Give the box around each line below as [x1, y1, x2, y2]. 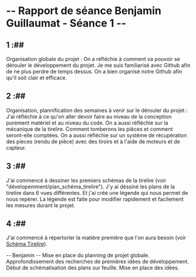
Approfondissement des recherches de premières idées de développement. [6, 258, 189, 265]
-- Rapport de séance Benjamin [6, 4, 161, 18]
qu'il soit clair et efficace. [6, 75, 67, 81]
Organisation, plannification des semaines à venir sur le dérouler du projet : [6, 107, 188, 114]
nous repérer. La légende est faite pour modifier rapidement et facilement [6, 195, 184, 202]
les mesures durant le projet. [6, 201, 75, 209]
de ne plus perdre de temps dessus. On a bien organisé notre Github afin [6, 68, 183, 75]
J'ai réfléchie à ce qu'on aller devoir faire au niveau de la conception [6, 113, 172, 120]
